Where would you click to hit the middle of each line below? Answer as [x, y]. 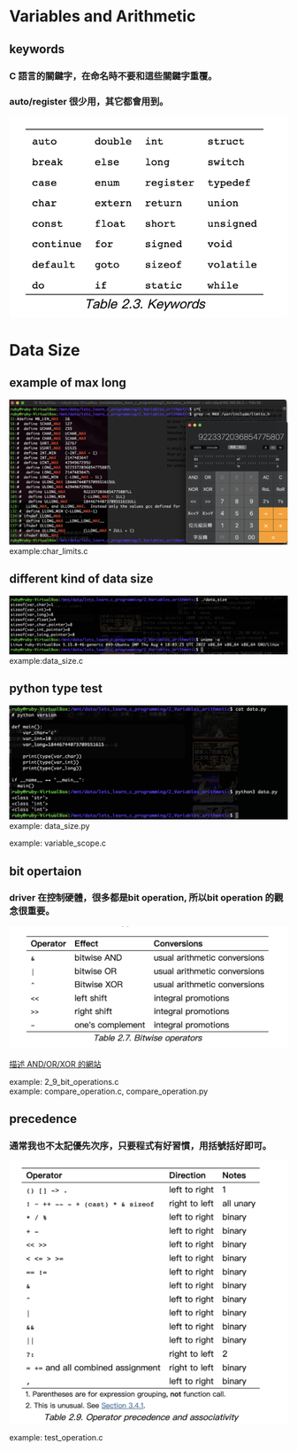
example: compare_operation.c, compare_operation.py [109, 1091]
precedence [43, 1119]
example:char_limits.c [49, 550]
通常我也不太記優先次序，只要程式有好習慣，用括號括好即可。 [141, 1146]
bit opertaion [46, 871]
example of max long [68, 383]
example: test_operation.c [56, 1438]
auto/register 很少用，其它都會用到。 [89, 102]
